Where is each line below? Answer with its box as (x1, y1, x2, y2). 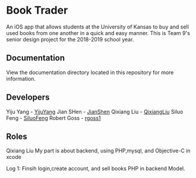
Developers (6, 93, 50, 103)
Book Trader (6, 4, 68, 17)
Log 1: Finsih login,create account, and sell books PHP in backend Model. (6, 165, 185, 172)
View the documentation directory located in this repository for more (6, 69, 174, 76)
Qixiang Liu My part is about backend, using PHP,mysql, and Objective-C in (6, 147, 191, 154)
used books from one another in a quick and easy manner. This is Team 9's (6, 29, 190, 36)
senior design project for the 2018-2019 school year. (6, 36, 134, 43)
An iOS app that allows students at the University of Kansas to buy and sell (6, 23, 189, 30)
